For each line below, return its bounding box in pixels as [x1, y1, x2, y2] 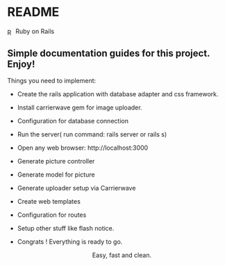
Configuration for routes [17, 211, 87, 219]
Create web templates [17, 197, 81, 206]
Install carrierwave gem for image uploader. [17, 103, 142, 112]
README [7, 4, 60, 20]
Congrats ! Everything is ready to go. [17, 238, 123, 246]
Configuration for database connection [17, 117, 128, 125]
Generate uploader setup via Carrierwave [17, 184, 136, 193]
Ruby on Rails [15, 27, 54, 35]
